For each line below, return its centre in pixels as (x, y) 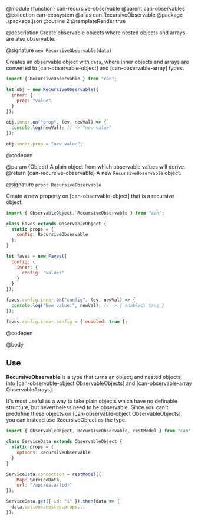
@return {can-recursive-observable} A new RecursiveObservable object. (94, 173)
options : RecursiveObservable (54, 453)
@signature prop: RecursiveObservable (54, 184)
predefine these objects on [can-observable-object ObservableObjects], (94, 414)
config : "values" (43, 273)
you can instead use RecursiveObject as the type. (66, 420)
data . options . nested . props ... (48, 507)
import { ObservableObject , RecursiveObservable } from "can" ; (85, 213)
